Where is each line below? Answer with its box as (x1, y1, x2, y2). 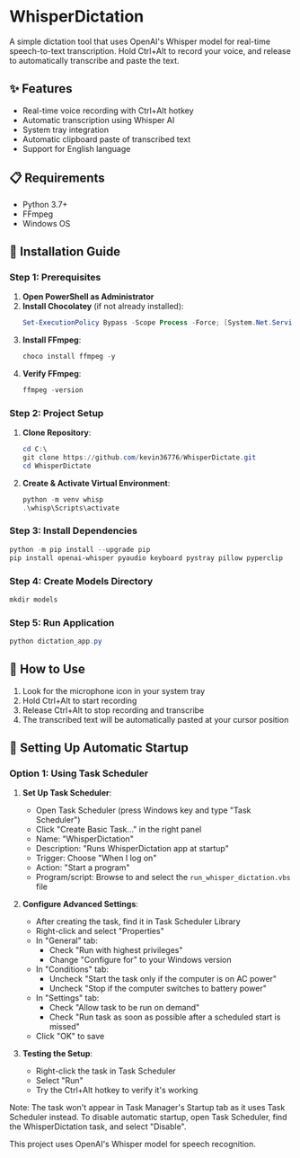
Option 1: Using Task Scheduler (9, 767, 149, 779)
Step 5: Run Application (9, 616, 115, 628)
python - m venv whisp (22, 494, 103, 504)
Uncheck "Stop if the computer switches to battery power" (49, 983, 267, 994)
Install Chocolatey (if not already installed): (22, 301, 184, 312)
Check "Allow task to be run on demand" (49, 1002, 200, 1013)
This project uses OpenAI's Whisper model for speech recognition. (9, 1139, 256, 1150)
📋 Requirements (9, 171, 105, 186)
